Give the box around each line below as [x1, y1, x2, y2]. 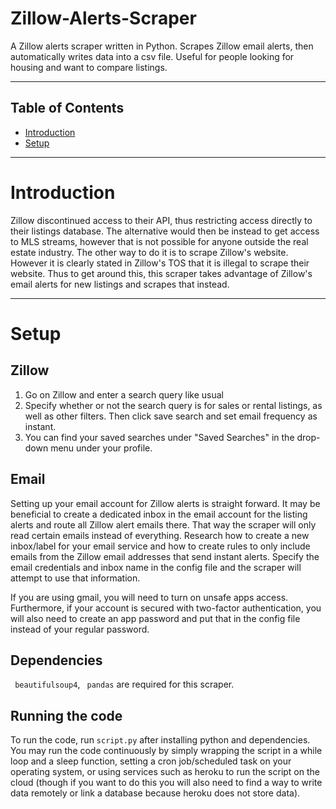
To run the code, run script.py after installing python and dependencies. [10, 734, 311, 746]
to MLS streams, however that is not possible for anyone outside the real [10, 235, 309, 247]
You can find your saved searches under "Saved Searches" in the [24, 431, 295, 443]
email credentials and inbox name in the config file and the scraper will [10, 561, 302, 573]
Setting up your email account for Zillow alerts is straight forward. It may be [10, 497, 321, 509]
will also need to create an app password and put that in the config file [10, 612, 301, 624]
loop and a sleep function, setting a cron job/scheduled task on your [10, 755, 292, 767]
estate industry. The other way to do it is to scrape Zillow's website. [10, 246, 289, 258]
